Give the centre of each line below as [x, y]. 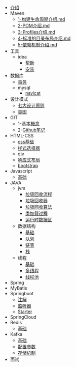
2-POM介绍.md [33, 25]
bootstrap [28, 165]
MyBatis [18, 288]
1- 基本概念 [28, 123]
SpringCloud [23, 317]
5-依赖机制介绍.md [37, 45]
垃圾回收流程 [39, 194]
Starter [25, 312]
